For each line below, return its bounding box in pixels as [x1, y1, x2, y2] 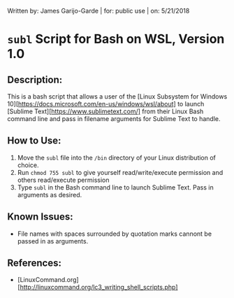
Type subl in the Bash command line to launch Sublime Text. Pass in [17, 183, 214, 192]
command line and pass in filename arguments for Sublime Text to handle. [7, 115, 221, 122]
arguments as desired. [17, 190, 82, 199]
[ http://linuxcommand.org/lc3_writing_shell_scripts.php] [17, 283, 178, 292]
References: [7, 257, 61, 269]
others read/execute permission [17, 176, 110, 184]
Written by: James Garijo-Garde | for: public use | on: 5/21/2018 [7, 7, 190, 15]
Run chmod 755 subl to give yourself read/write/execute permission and [17, 168, 224, 176]
